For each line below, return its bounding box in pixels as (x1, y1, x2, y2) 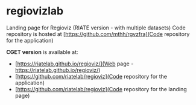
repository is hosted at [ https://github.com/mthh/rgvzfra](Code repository (6, 30, 190, 37)
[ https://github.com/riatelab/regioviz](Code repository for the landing (14, 85, 187, 92)
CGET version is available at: (6, 48, 78, 55)
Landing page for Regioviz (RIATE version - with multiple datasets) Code (6, 24, 186, 31)
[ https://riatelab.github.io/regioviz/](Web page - (14, 60, 134, 67)
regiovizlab (6, 4, 64, 18)
